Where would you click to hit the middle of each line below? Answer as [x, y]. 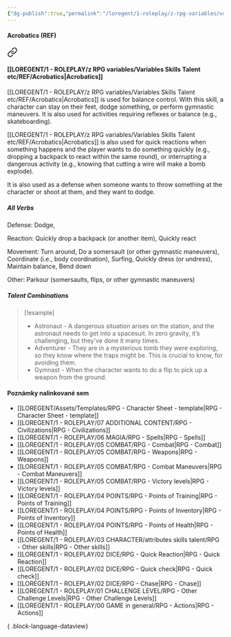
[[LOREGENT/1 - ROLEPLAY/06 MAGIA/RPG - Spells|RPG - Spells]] [111, 438]
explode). [21, 171]
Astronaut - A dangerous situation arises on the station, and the [124, 326]
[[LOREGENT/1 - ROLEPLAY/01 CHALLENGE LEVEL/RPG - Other [107, 591]
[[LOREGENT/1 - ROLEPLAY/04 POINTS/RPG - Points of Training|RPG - [117, 496]
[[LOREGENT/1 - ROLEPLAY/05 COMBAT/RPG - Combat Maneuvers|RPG [119, 467]
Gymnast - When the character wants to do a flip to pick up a [121, 369]
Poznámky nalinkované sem [48, 393]
